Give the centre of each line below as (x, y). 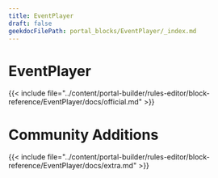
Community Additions (84, 135)
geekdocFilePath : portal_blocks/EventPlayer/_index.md (103, 31)
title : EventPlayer (41, 16)
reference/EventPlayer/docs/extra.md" (73, 166)
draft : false (30, 23)
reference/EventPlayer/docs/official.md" (75, 102)
